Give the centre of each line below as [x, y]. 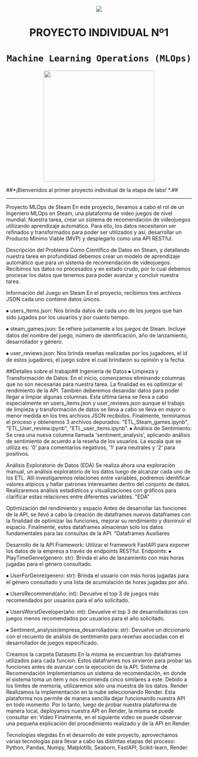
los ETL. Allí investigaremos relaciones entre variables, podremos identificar [98, 478]
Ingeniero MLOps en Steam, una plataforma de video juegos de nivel [89, 214]
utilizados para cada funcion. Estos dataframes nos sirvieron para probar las [99, 661]
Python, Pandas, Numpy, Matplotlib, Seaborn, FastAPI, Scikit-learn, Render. [98, 748]
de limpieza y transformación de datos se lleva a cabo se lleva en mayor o [96, 410]
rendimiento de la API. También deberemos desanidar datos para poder [93, 391]
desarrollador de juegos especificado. [52, 643]
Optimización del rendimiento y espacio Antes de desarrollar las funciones [96, 508]
